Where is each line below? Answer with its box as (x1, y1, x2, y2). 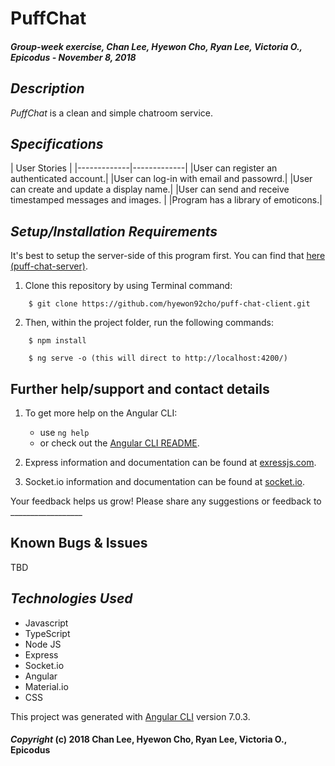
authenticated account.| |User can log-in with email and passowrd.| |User (10, 173, 313, 185)
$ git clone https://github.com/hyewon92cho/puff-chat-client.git (28, 299, 311, 309)
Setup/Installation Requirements (10, 223, 218, 240)
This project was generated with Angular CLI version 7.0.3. (10, 710, 251, 722)
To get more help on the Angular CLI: (24, 407, 178, 419)
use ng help (39, 427, 90, 439)
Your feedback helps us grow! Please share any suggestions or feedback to (10, 495, 322, 507)
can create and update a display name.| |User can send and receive (10, 183, 290, 196)
